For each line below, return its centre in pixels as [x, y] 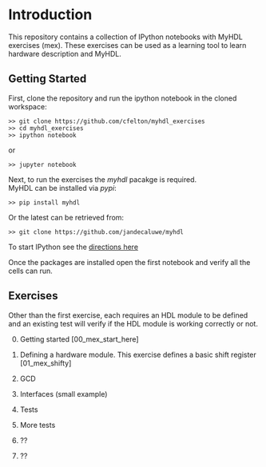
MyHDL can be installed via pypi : [63, 188]
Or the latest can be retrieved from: [66, 217]
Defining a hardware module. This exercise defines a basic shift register [138, 354]
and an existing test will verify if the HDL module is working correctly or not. [133, 323]
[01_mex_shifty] [46, 363]
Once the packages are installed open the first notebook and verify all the [129, 262]
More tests [38, 425]
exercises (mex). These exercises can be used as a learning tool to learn [127, 45]
